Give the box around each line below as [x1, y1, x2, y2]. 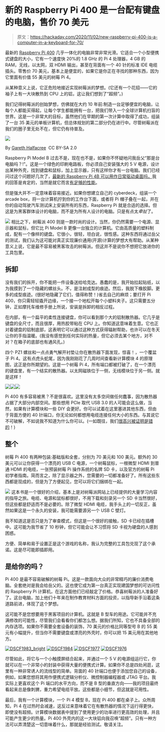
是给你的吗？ [5, 562, 44, 570]
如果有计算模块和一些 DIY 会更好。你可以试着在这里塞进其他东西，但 [13, 406, 153, 412]
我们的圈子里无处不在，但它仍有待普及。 [5, 126, 87, 132]
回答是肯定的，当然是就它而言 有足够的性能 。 [9, 179, 100, 185]
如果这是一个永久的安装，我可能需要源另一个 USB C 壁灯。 [9, 507, 129, 513]
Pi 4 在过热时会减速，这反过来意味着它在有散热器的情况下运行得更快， [13, 703, 156, 709]
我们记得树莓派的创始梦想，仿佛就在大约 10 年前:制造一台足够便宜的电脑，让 [5, 101, 160, 107]
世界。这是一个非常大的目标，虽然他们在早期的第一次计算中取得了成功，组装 [5, 113, 160, 119]
